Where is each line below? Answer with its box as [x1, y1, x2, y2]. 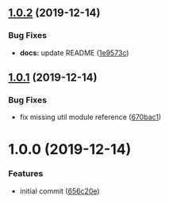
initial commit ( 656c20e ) [19, 186, 101, 196]
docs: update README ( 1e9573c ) [19, 47, 129, 58]
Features [8, 168, 44, 179]
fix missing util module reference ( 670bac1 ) [19, 112, 162, 122]
